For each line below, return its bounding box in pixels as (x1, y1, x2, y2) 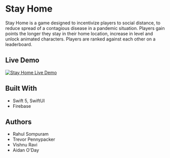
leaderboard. (5, 41, 32, 47)
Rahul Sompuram (12, 131, 49, 137)
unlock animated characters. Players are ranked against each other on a (5, 36, 156, 42)
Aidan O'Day (12, 147, 40, 153)
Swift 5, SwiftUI (12, 97, 45, 104)
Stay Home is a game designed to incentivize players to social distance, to (5, 20, 161, 26)
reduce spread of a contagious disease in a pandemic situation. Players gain (5, 25, 165, 31)
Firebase (12, 103, 31, 109)
